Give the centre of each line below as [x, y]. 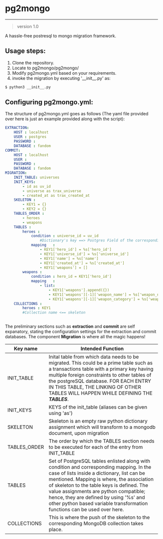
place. [56, 530]
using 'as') [61, 413]
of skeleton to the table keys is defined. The [98, 485]
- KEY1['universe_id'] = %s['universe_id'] [84, 254]
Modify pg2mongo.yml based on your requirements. [64, 73]
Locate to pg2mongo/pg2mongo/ [45, 68]
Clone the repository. [33, 63]
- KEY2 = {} [35, 209]
